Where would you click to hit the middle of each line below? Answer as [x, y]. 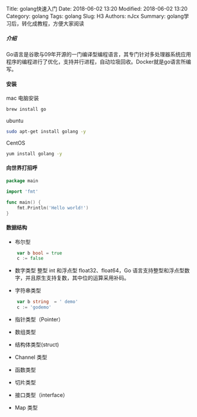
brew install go [26, 109]
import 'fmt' [22, 192]
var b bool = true [39, 253]
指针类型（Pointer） [39, 320]
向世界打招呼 [22, 168]
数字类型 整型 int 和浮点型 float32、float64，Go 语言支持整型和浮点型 [100, 270]
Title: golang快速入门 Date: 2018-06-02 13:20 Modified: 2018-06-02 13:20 [97, 9]
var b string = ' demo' [47, 302]
